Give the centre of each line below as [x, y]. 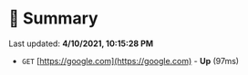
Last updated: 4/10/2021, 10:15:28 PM [81, 43]
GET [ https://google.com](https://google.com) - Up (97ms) [130, 61]
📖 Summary [53, 19]
